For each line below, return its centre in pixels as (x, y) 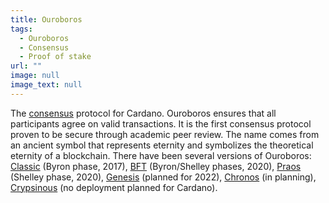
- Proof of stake (55, 57)
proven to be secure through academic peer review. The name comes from (165, 134)
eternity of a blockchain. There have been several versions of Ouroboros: (161, 155)
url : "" (26, 66)
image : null (35, 76)
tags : (21, 29)
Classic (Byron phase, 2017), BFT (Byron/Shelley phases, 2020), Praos (156, 166)
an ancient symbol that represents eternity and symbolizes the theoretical (162, 145)
